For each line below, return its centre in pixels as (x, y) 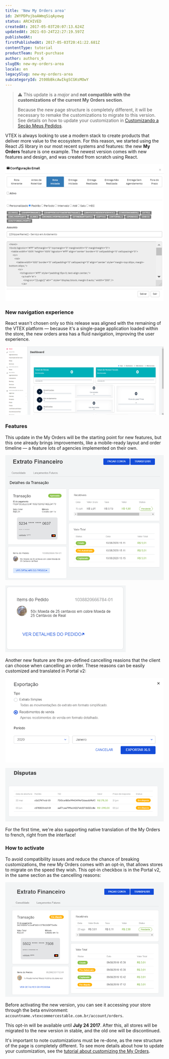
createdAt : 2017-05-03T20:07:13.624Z (45, 27)
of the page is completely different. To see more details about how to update (84, 1045)
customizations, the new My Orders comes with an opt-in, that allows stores (84, 864)
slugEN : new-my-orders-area (35, 64)
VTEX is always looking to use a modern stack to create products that (77, 135)
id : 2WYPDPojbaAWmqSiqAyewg (35, 16)
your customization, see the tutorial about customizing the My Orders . (78, 1051)
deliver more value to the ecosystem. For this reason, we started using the (82, 141)
